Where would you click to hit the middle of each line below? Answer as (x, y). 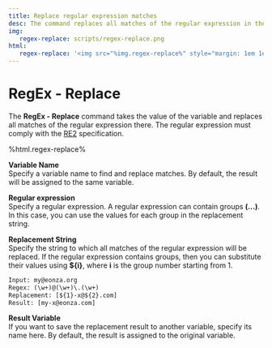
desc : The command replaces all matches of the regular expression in (130, 24)
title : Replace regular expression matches (83, 16)
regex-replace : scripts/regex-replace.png (91, 39)
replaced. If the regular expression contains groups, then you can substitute (135, 256)
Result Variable (34, 318)
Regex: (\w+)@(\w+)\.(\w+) (54, 288)
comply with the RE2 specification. (66, 133)
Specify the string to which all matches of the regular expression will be (127, 247)
